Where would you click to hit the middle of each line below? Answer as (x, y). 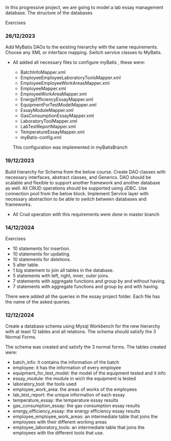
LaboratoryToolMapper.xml (49, 121)
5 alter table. (26, 265)
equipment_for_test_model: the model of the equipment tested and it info (89, 373)
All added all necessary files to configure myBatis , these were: (79, 62)
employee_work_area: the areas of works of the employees (75, 389)
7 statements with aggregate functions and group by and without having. (89, 281)
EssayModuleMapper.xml (47, 110)
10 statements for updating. (41, 254)
